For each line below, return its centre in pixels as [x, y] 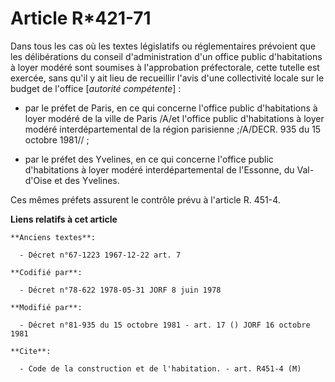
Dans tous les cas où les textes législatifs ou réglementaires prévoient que [163, 46]
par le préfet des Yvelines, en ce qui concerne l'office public [149, 159]
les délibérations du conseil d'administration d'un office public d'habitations [166, 56]
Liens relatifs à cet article [64, 219]
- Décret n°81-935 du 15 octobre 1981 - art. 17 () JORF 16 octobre [165, 325]
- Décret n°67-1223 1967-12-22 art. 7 [100, 255]
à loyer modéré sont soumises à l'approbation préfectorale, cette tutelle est [165, 67]
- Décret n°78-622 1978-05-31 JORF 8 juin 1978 [120, 290]
